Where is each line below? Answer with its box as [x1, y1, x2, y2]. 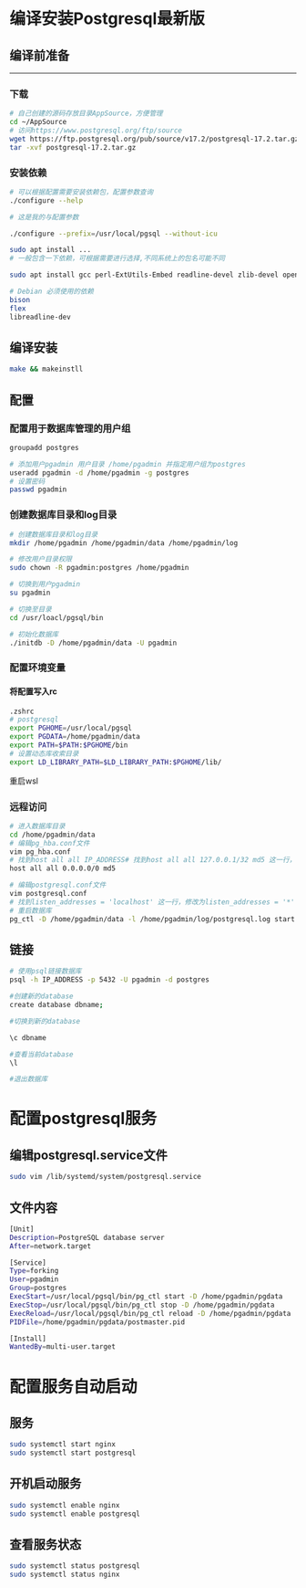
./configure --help [9, 195, 84, 205]
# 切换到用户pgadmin [9, 580, 80, 589]
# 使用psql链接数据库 [9, 967, 82, 976]
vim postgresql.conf [9, 889, 88, 899]
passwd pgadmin [9, 485, 67, 494]
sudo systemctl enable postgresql [9, 1509, 141, 1519]
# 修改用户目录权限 [9, 554, 73, 564]
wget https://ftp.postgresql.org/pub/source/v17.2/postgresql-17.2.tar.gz [9, 134, 300, 143]
